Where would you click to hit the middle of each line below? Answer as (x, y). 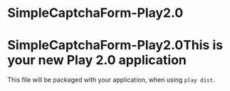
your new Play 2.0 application (97, 60)
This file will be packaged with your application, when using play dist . (111, 80)
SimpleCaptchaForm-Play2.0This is (115, 45)
